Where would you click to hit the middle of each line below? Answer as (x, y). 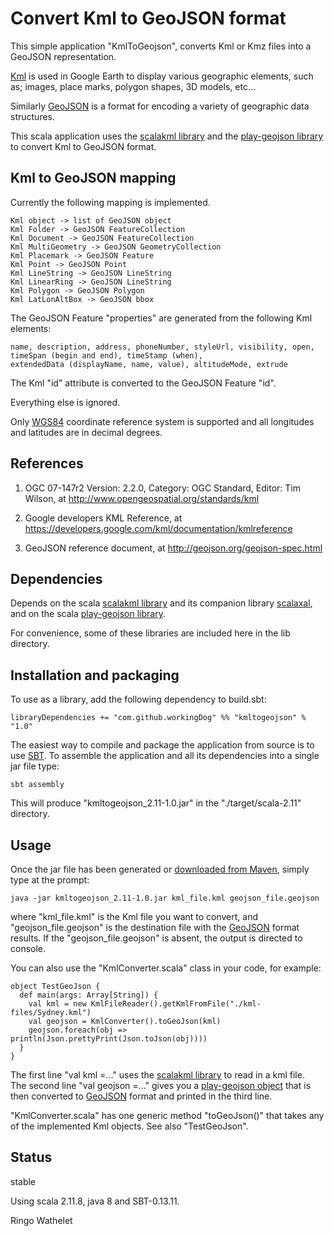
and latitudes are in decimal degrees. (86, 432)
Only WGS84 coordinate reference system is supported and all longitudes (162, 421)
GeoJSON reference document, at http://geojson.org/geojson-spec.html (173, 548)
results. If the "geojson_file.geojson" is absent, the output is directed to (156, 938)
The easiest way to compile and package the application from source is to (162, 745)
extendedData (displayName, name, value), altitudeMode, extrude (149, 364)
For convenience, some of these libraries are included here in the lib (150, 633)
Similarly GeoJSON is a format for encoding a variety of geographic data (160, 106)
